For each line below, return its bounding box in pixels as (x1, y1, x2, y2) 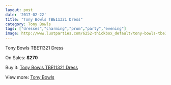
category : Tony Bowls (5, 21, 51, 27)
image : (5, 31, 19, 36)
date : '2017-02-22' (5, 12, 47, 17)
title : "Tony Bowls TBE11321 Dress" (5, 17, 83, 22)
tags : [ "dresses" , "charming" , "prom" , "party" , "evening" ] (5, 26, 126, 31)
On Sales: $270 (5, 55, 38, 61)
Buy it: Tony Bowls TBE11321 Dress (5, 64, 78, 70)
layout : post (5, 7, 33, 13)
